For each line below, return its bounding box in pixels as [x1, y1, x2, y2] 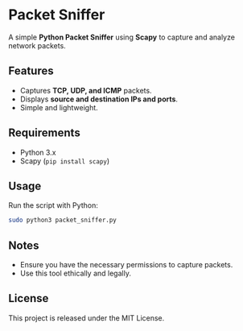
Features [8, 64, 54, 78]
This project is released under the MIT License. [8, 312, 165, 323]
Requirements [8, 126, 80, 140]
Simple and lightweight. [19, 102, 98, 112]
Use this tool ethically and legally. [19, 268, 131, 279]
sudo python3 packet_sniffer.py [8, 216, 117, 225]
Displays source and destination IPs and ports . [19, 94, 179, 104]
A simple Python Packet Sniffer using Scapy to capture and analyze [8, 32, 236, 42]
